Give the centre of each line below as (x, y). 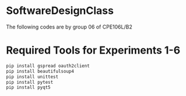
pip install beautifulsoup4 (40, 71)
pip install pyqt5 (28, 88)
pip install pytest (30, 82)
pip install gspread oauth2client (48, 66)
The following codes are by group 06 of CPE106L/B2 (69, 27)
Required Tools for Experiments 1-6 (93, 50)
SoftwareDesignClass (60, 11)
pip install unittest (32, 77)
